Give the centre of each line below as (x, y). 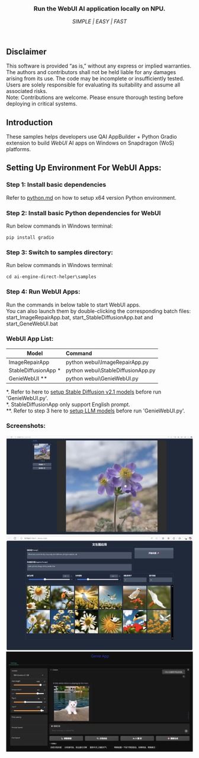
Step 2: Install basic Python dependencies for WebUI (84, 213)
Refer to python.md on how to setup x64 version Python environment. (91, 197)
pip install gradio (30, 237)
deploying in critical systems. (42, 104)
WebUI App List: (30, 339)
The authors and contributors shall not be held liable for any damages (91, 72)
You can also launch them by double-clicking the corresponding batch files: (99, 311)
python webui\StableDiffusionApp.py (111, 370)
